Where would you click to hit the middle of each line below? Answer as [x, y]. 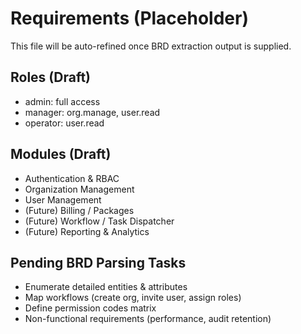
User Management [63, 199]
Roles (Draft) [51, 77]
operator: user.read [64, 123]
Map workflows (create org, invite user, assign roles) [133, 298]
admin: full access [62, 101]
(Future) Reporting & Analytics [87, 231]
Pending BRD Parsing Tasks [98, 262]
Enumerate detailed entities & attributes [106, 287]
